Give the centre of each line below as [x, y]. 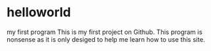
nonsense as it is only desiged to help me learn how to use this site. [106, 39]
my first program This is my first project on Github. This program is [104, 32]
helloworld [39, 12]
